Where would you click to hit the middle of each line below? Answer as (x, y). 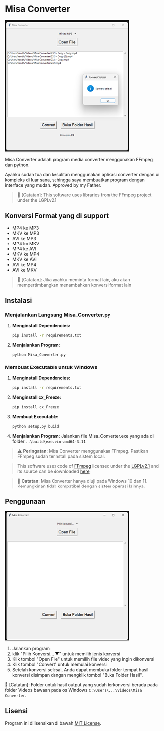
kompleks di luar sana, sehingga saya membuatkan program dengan (75, 180)
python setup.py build (36, 427)
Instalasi (19, 301)
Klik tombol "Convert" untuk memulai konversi (59, 665)
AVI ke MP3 (24, 238)
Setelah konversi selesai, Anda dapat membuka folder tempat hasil (80, 670)
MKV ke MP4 (26, 254)
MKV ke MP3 (26, 233)
